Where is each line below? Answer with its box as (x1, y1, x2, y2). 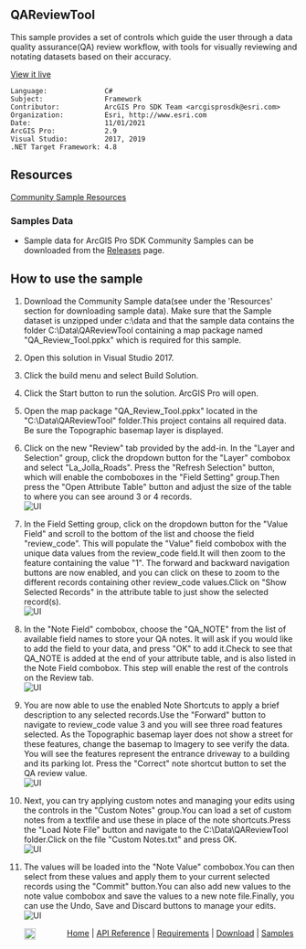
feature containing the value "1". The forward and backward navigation (23, 557, 290, 568)
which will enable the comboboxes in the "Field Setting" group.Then (23, 471, 280, 483)
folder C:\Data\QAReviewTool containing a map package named (23, 325, 263, 336)
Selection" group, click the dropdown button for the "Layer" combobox (23, 452, 291, 463)
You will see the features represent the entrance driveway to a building (23, 748, 290, 759)
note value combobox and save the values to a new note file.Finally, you (23, 890, 295, 901)
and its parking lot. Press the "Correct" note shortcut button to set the (23, 758, 287, 769)
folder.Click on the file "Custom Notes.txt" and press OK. (23, 834, 237, 845)
